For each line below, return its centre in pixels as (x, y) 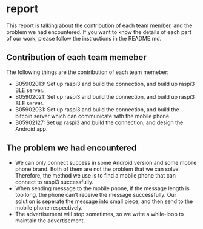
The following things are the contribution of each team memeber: (88, 72)
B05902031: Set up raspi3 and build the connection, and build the (97, 109)
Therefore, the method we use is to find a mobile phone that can (95, 175)
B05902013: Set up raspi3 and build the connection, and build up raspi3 (105, 84)
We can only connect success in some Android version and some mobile (106, 162)
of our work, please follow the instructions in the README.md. (84, 38)
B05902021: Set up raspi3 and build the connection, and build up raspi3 (105, 96)
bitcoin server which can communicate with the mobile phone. (93, 116)
